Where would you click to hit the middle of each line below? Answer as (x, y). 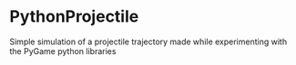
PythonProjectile (74, 17)
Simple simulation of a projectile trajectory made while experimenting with (148, 42)
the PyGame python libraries (63, 51)
